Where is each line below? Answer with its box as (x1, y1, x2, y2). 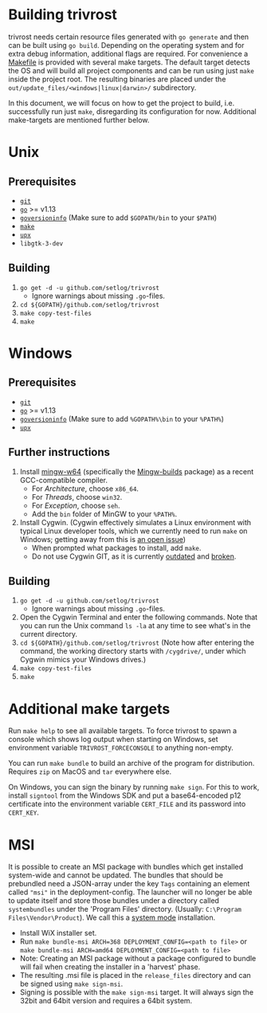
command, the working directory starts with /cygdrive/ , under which (19, 646, 246, 656)
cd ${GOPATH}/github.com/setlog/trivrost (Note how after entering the (19, 638, 255, 647)
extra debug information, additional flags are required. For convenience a (8, 49, 249, 58)
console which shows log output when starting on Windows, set (8, 735, 218, 744)
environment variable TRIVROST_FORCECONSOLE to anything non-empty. (8, 743, 234, 752)
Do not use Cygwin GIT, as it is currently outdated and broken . (31, 552, 237, 561)
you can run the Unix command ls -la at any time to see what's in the (19, 621, 251, 630)
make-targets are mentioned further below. (8, 115, 150, 124)
